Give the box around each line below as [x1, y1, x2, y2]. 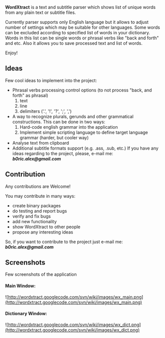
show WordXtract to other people [12, 224, 81, 230]
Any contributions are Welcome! [5, 183, 71, 189]
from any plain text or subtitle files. [5, 9, 76, 15]
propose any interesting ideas [12, 229, 73, 235]
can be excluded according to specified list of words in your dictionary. [5, 30, 150, 35]
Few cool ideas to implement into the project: [5, 77, 97, 84]
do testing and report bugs [12, 208, 67, 214]
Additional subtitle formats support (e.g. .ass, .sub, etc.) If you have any [12, 145, 159, 151]
